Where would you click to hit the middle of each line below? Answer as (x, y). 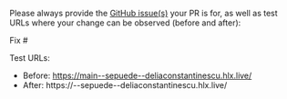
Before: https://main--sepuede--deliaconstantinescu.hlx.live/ (137, 75)
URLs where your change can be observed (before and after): (125, 23)
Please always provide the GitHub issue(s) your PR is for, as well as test (143, 13)
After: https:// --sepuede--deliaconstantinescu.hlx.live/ (125, 85)
